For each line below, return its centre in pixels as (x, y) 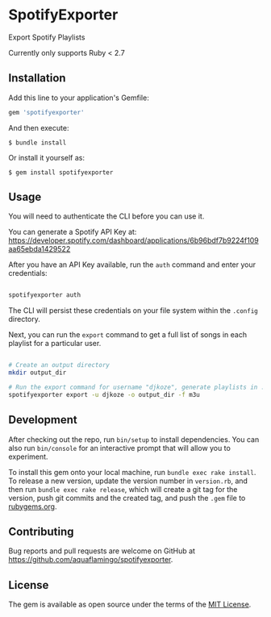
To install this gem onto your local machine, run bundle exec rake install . (132, 472)
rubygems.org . (33, 507)
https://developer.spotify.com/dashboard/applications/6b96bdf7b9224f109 (134, 240)
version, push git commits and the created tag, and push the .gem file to (127, 498)
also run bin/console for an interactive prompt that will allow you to (120, 448)
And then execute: (39, 127)
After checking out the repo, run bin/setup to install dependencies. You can (134, 439)
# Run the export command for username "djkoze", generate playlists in (133, 388)
